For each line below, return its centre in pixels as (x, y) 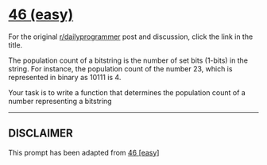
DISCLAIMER (41, 134)
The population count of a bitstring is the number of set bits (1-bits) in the (128, 60)
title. (15, 44)
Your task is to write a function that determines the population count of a (127, 92)
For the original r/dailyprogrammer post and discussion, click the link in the (131, 36)
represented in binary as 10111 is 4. (65, 77)
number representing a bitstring (60, 101)
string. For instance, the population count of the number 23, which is (120, 68)
